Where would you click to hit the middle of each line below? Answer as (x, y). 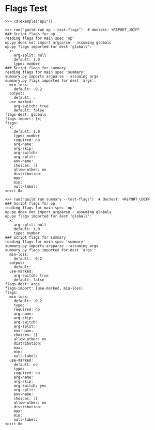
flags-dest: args (23, 284)
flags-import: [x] (23, 119)
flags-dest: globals (26, 114)
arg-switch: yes (30, 385)
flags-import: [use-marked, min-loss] (44, 288)
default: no (26, 364)
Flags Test (26, 8)
